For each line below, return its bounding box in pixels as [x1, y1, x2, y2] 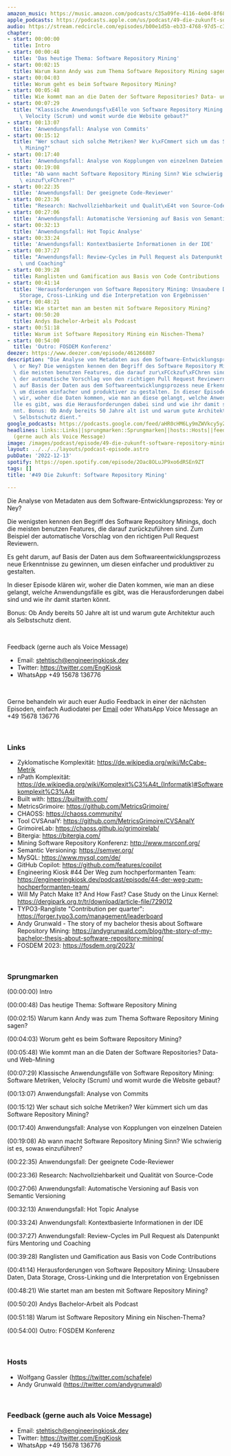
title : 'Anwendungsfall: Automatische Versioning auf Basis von [13, 215, 201, 222]
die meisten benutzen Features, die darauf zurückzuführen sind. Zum [7, 525, 203, 533]
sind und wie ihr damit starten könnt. [7, 595, 111, 603]
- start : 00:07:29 [7, 100, 60, 107]
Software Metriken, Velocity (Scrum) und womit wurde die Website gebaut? [7, 1076, 221, 1084]
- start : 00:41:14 [7, 279, 60, 286]
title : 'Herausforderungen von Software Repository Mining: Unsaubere [13, 285, 220, 293]
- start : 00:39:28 [7, 266, 60, 273]
